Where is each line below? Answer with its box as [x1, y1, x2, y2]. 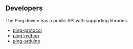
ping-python [12, 32, 39, 38]
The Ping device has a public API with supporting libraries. [5, 17, 129, 23]
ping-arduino [12, 38, 40, 44]
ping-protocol [12, 27, 42, 33]
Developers [5, 4, 43, 13]
